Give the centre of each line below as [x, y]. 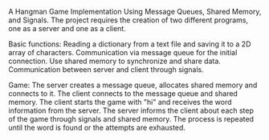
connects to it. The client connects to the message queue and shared [123, 94]
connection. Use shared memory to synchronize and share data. [114, 61]
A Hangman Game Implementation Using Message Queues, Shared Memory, [135, 12]
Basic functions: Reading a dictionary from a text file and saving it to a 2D [130, 44]
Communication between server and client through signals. [106, 70]
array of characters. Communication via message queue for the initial [123, 52]
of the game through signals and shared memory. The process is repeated [131, 119]
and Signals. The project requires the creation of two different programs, [128, 20]
